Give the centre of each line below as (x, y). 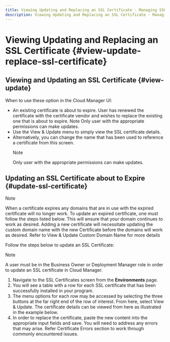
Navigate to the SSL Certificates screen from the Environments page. (85, 280)
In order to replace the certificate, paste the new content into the (80, 318)
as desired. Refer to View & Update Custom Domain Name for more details (83, 235)
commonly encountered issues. (45, 334)
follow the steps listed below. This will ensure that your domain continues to (84, 219)
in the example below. (35, 313)
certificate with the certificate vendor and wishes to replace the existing (88, 115)
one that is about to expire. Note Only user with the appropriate (78, 121)
